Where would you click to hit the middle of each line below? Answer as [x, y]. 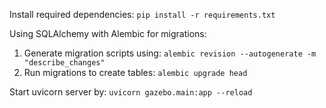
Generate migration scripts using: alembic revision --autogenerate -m [170, 53]
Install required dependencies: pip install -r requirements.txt [142, 14]
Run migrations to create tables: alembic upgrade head [135, 72]
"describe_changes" [64, 63]
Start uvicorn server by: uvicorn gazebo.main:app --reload [131, 92]
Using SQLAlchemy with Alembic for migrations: [108, 33]
